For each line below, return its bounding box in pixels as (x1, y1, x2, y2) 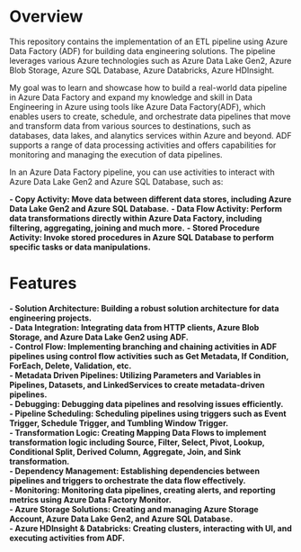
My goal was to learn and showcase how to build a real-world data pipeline (9, 82, 288, 93)
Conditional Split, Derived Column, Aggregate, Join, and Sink (9, 446, 242, 457)
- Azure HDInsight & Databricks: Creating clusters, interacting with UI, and (9, 522, 292, 533)
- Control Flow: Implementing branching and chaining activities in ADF (9, 340, 277, 352)
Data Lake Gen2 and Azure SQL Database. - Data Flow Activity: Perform (9, 203, 283, 213)
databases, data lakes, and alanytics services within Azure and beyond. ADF (9, 130, 292, 140)
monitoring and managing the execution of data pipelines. (9, 149, 223, 159)
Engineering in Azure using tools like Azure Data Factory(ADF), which (9, 101, 267, 112)
